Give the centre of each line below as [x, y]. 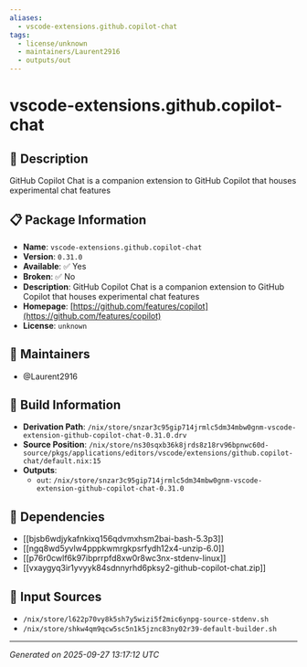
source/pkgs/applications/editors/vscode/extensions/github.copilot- [158, 453]
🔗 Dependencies [57, 517]
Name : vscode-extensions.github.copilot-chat [112, 247]
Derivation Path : [54, 427]
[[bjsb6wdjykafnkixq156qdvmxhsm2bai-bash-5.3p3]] [123, 539]
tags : [20, 35]
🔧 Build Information [65, 405]
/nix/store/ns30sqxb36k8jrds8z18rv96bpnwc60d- [179, 445]
